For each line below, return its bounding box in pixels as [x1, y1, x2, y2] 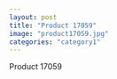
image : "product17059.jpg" [9, 29, 109, 38]
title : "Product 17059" [9, 21, 97, 30]
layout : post [9, 12, 58, 22]
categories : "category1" [9, 37, 101, 47]
